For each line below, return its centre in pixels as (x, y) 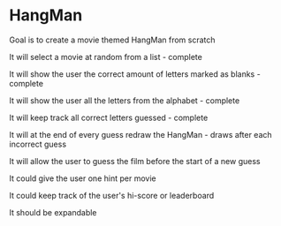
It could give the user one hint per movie (83, 178)
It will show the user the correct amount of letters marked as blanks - (135, 74)
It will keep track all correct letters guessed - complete (109, 117)
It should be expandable (53, 212)
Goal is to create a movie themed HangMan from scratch (112, 40)
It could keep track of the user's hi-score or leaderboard (112, 195)
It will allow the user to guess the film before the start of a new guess (135, 161)
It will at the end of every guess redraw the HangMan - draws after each (140, 134)
